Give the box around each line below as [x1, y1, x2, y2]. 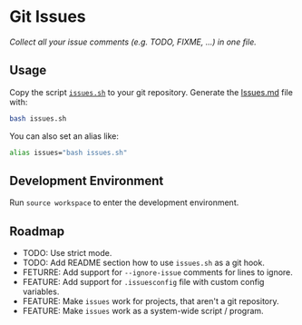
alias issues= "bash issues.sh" [9, 148, 128, 157]
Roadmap [9, 223, 65, 239]
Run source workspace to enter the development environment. [9, 197, 239, 208]
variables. [22, 286, 60, 297]
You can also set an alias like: [9, 130, 120, 142]
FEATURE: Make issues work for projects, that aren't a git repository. [22, 296, 279, 307]
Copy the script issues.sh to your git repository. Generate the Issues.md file [9, 86, 293, 97]
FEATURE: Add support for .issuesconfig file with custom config [22, 277, 265, 288]
